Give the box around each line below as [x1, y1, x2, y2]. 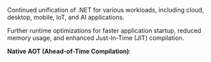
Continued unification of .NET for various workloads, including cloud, [7, 6, 204, 14]
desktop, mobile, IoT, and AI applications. [7, 13, 125, 21]
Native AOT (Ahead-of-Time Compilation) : [7, 48, 131, 55]
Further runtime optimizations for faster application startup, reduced [7, 27, 202, 34]
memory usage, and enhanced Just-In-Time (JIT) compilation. [7, 34, 185, 42]
